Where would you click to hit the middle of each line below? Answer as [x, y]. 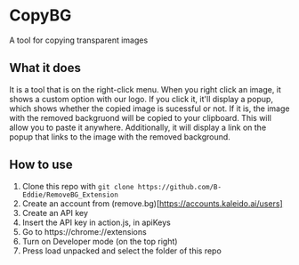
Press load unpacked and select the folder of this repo [122, 251]
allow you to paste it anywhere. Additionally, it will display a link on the [138, 127]
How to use [41, 165]
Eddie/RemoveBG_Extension [70, 195]
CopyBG [40, 16]
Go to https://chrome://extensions [84, 231]
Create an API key [55, 213]
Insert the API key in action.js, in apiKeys [97, 222]
